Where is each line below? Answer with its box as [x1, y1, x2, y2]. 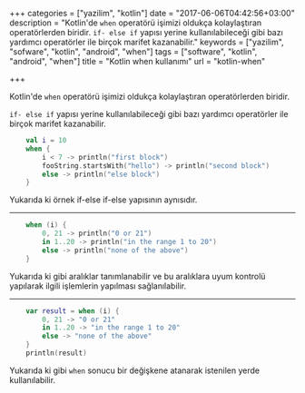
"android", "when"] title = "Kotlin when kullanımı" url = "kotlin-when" [9, 56, 266, 66]
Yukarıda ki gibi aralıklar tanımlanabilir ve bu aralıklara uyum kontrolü [9, 270, 266, 281]
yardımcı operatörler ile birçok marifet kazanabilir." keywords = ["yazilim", [9, 36, 284, 47]
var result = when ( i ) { [25, 306, 120, 316]
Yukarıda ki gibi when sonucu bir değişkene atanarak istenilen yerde [9, 365, 261, 376]
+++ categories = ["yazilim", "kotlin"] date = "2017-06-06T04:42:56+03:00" [9, 8, 295, 18]
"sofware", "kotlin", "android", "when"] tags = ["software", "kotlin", [9, 46, 258, 57]
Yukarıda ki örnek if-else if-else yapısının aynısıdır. [9, 194, 198, 205]
